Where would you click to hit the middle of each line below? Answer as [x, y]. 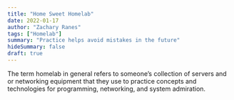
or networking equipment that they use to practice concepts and [102, 81]
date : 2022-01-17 [33, 21]
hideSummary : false [36, 47]
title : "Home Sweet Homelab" [51, 14]
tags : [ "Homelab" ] [35, 34]
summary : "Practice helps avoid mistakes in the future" [94, 40]
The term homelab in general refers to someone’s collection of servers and [117, 73]
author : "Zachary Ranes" [44, 27]
